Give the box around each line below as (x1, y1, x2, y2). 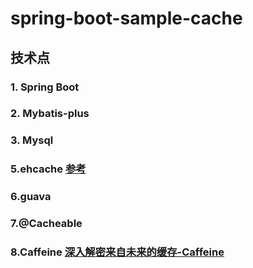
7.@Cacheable (10, 217, 83, 231)
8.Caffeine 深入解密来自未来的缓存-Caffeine (10, 245, 225, 259)
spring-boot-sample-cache (10, 7, 243, 30)
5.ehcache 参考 (10, 162, 87, 176)
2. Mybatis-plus (10, 107, 90, 121)
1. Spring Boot (10, 80, 80, 94)
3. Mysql (10, 133, 54, 147)
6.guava (10, 190, 52, 204)
